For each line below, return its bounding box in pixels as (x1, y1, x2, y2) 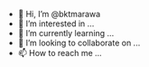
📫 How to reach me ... (17, 48, 102, 58)
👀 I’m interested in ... (17, 18, 95, 29)
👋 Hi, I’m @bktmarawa (17, 9, 101, 19)
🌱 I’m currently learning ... (17, 28, 115, 38)
